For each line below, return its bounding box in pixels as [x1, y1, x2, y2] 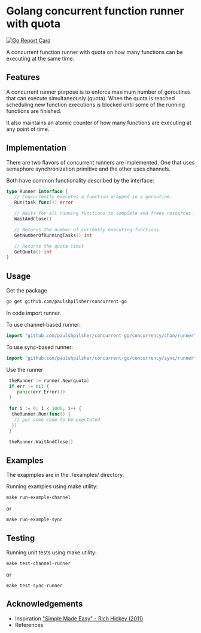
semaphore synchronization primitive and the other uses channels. [6, 165, 170, 172]
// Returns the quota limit [14, 243, 84, 249]
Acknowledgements [6, 599, 83, 609]
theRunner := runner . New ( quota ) [8, 377, 90, 384]
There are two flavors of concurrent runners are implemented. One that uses [6, 159, 195, 166]
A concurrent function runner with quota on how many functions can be [6, 48, 184, 55]
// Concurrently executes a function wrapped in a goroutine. [14, 194, 172, 200]
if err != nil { [8, 383, 50, 389]
